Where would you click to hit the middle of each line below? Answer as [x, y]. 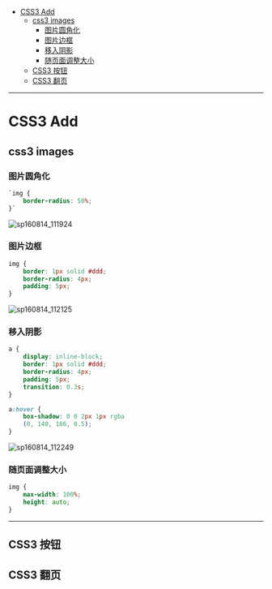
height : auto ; [47, 502]
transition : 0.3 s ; [54, 387]
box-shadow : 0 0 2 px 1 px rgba [74, 417]
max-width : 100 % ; [52, 495]
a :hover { [25, 409]
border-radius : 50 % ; [57, 201]
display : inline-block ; [63, 357]
